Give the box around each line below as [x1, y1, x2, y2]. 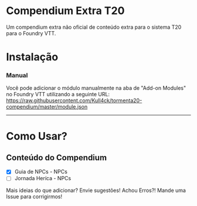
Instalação [6, 50, 59, 64]
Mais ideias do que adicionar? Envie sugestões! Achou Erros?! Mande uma [6, 187, 186, 194]
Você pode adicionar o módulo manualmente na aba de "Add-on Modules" [6, 85, 186, 92]
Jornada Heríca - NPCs [14, 175, 72, 182]
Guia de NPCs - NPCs [14, 168, 67, 175]
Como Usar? [6, 129, 67, 143]
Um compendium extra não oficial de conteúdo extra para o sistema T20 [6, 23, 182, 31]
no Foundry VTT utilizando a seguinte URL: [6, 91, 110, 98]
